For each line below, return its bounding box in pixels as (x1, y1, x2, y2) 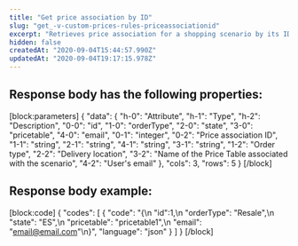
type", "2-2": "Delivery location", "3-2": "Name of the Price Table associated (9, 148, 288, 159)
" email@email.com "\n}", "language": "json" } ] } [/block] (9, 226, 215, 236)
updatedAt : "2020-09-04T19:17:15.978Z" (9, 54, 157, 63)
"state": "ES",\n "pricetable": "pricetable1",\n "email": (9, 217, 202, 227)
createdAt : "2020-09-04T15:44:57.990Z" (9, 46, 157, 55)
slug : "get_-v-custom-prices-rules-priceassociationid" (9, 21, 220, 30)
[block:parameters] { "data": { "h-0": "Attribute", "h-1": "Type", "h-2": (9, 110, 261, 121)
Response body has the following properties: (9, 87, 263, 102)
